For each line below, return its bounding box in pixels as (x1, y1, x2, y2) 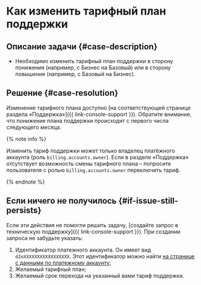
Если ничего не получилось (6, 196, 117, 206)
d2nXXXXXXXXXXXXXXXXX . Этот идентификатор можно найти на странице (15, 252, 195, 259)
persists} (6, 205, 42, 216)
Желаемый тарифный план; (15, 266, 87, 273)
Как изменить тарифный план (6, 4, 166, 18)
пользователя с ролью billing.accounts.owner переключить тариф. (6, 166, 180, 174)
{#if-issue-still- (118, 196, 179, 206)
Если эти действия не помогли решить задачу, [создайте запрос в (6, 221, 179, 228)
